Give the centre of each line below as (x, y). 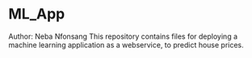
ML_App (37, 14)
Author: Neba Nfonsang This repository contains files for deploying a (123, 36)
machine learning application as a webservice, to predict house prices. (126, 44)
